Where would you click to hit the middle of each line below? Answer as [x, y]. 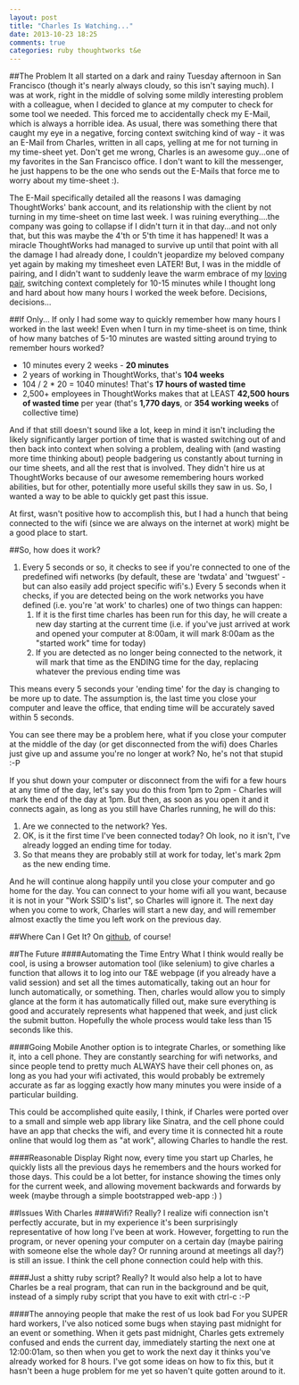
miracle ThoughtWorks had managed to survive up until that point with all [144, 246]
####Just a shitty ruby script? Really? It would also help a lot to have [136, 1278]
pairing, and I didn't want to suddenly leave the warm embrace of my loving [148, 274]
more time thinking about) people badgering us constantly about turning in [146, 459]
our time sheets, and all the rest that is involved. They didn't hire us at [137, 468]
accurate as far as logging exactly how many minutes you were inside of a [145, 1085]
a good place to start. [49, 533]
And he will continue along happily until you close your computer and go [142, 881]
